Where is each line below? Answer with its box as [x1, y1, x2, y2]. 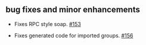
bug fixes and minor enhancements [5, 5, 141, 15]
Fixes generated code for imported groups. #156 [14, 32, 133, 39]
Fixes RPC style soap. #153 [14, 20, 81, 27]
